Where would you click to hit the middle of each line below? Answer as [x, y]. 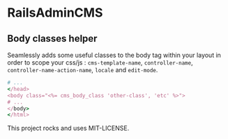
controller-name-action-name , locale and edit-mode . [83, 70]
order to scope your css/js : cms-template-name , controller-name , [100, 63]
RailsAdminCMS [55, 13]
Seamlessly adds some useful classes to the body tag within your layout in [114, 55]
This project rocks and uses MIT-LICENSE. [68, 128]
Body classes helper [52, 39]
